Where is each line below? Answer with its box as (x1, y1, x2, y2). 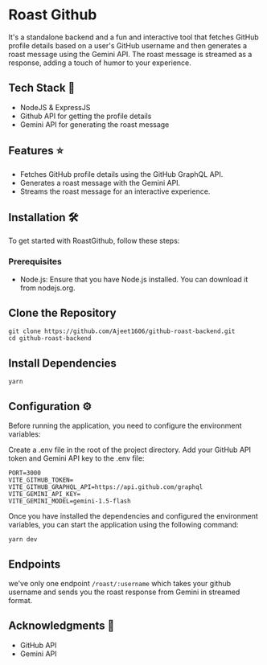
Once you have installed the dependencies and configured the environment (8, 511, 259, 521)
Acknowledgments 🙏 (8, 619, 115, 633)
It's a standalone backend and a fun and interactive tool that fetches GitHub (8, 32, 259, 42)
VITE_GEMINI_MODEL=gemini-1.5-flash (8, 497, 131, 506)
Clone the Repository (8, 306, 117, 320)
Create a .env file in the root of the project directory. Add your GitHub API (8, 445, 252, 455)
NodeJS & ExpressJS (19, 102, 91, 112)
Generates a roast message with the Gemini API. (19, 178, 181, 187)
